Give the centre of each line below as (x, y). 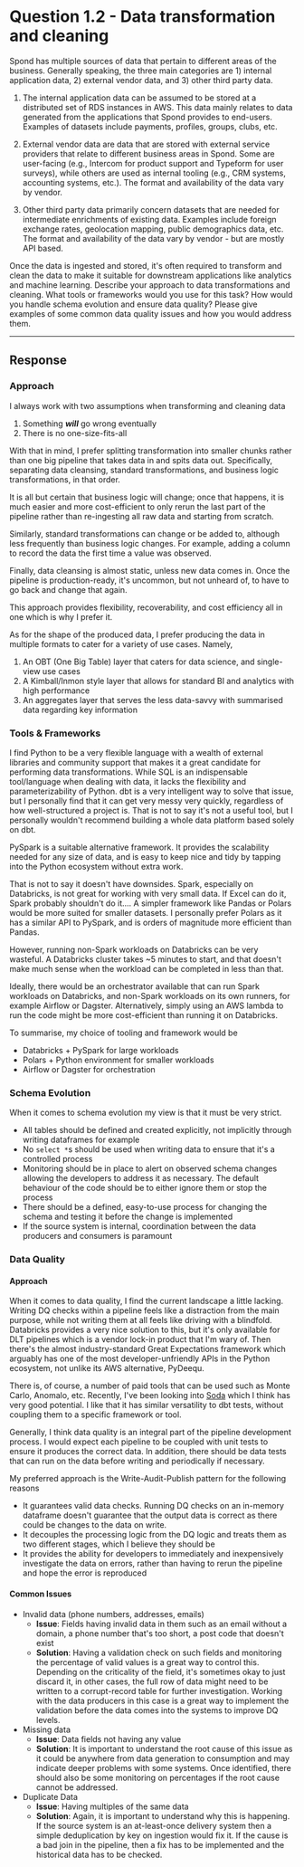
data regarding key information (80, 710)
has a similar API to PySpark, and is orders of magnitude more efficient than (151, 922)
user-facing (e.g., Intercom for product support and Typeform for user (153, 163)
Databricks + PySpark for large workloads (100, 1050)
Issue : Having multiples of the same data (112, 1806)
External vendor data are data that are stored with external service (146, 144)
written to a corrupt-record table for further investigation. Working (159, 1691)
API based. (43, 248)
